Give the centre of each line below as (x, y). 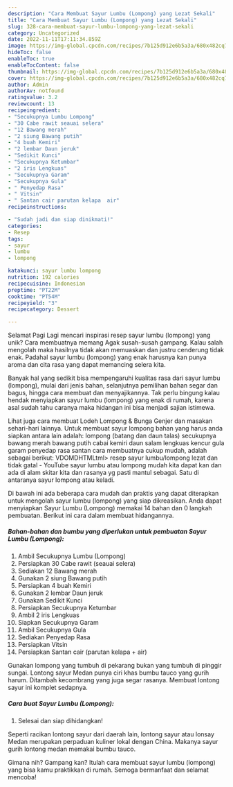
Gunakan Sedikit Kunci (50, 600)
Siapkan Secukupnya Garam (58, 623)
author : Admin (28, 85)
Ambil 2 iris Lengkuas (49, 615)
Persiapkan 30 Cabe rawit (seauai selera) (77, 564)
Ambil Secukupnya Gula (52, 630)
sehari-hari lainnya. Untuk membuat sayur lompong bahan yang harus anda (115, 429)
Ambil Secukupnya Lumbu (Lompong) (72, 556)
